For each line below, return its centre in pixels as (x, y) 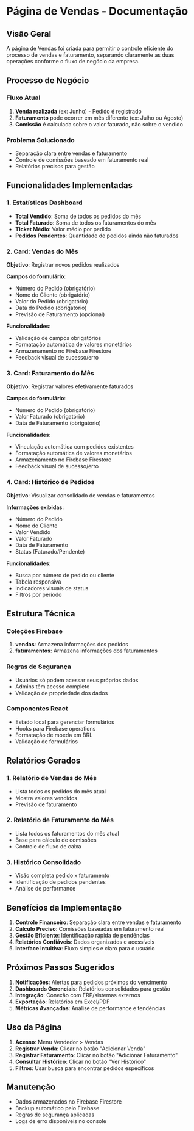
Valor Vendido (33, 532)
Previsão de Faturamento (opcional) (60, 314)
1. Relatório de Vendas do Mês (52, 778)
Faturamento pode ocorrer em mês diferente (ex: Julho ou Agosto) (99, 118)
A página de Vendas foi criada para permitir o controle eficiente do (90, 48)
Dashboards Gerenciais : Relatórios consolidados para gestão (92, 988)
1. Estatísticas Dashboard (45, 203)
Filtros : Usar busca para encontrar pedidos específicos (85, 1068)
